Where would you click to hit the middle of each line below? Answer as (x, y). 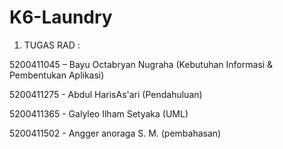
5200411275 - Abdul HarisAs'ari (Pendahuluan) (106, 94)
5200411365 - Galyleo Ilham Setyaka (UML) (99, 113)
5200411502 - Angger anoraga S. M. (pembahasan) (115, 133)
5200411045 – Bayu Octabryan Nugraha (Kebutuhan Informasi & (141, 64)
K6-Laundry (61, 17)
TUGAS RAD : (52, 45)
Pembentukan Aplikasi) (57, 75)
